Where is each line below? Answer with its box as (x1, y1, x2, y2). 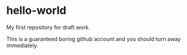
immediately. (6, 42, 38, 49)
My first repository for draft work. (6, 24, 90, 31)
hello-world (6, 4, 67, 18)
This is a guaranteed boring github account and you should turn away (6, 35, 181, 42)
